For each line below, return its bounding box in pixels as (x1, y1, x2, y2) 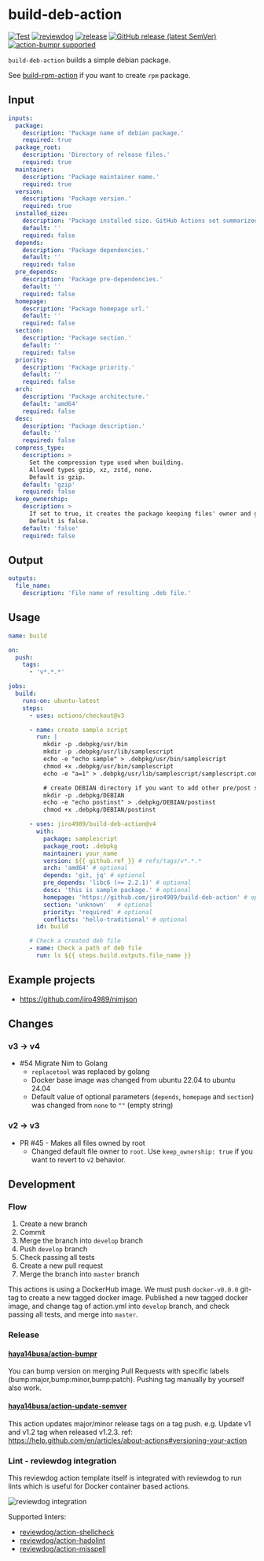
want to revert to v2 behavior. (31, 1154, 126, 1164)
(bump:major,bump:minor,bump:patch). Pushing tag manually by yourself (8, 1375, 245, 1384)
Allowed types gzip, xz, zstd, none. (28, 466, 153, 474)
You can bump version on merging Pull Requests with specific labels (8, 1366, 229, 1376)
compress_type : (15, 444, 65, 452)
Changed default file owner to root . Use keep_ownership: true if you (31, 1147, 253, 1156)
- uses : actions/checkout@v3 (28, 712, 125, 719)
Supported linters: (8, 1511, 67, 1522)
